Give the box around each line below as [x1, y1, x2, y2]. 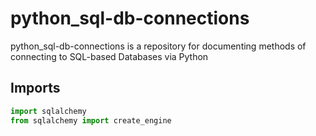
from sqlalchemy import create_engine [10, 115, 172, 126]
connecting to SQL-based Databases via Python [10, 50, 209, 62]
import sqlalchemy [10, 106, 87, 116]
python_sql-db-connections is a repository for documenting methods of [10, 40, 307, 52]
